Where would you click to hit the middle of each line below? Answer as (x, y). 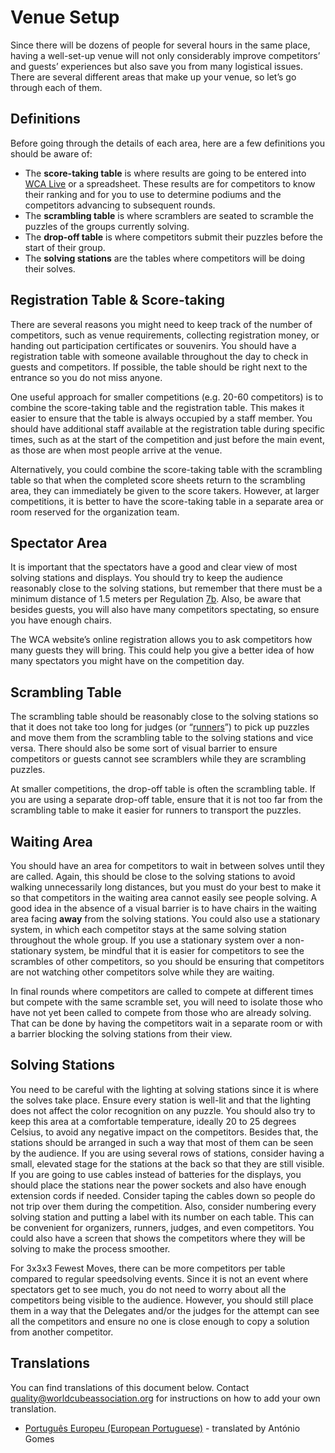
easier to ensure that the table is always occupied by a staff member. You (161, 418)
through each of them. (56, 87)
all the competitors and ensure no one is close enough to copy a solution (160, 1321)
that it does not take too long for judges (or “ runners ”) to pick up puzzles (160, 727)
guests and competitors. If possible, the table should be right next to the (159, 367)
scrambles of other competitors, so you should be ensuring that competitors (167, 961)
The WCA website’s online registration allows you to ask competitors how (161, 640)
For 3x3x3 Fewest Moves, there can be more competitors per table (148, 1268)
